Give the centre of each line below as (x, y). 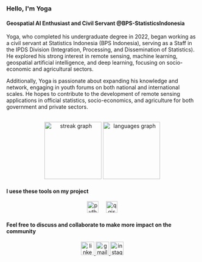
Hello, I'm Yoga (29, 9)
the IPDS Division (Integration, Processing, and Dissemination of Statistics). (100, 49)
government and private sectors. (47, 107)
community (21, 231)
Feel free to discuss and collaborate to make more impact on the (89, 225)
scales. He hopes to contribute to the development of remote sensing (93, 94)
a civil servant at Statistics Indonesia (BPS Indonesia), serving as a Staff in (99, 43)
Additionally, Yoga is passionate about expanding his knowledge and (92, 81)
